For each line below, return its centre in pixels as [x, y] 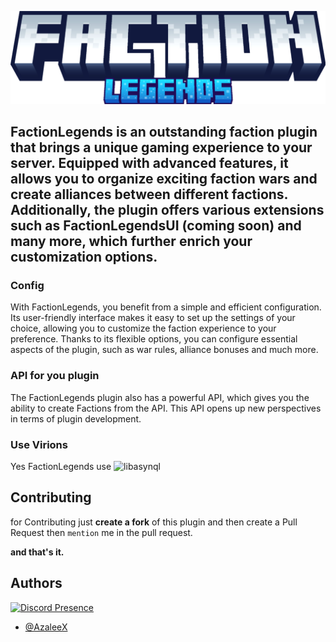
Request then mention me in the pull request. [101, 532]
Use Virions [39, 444]
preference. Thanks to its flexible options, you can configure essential [154, 339]
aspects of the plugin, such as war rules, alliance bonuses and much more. [164, 350]
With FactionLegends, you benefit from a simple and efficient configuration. [166, 307]
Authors [36, 583]
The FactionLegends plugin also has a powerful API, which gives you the [160, 397]
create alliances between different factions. [149, 194]
